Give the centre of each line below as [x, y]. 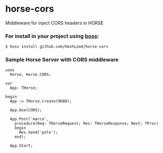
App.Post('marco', [30, 119]
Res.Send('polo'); [38, 133]
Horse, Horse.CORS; [31, 75]
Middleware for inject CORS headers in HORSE [54, 23]
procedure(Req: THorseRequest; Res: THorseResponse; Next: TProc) [87, 124]
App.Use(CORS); [26, 110]
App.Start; [21, 146]
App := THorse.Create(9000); [41, 101]
